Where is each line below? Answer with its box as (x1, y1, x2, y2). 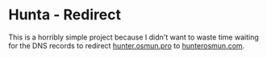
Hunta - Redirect (8, 6, 121, 24)
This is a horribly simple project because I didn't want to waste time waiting (8, 32, 260, 42)
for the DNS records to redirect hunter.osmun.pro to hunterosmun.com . (8, 40, 245, 50)
